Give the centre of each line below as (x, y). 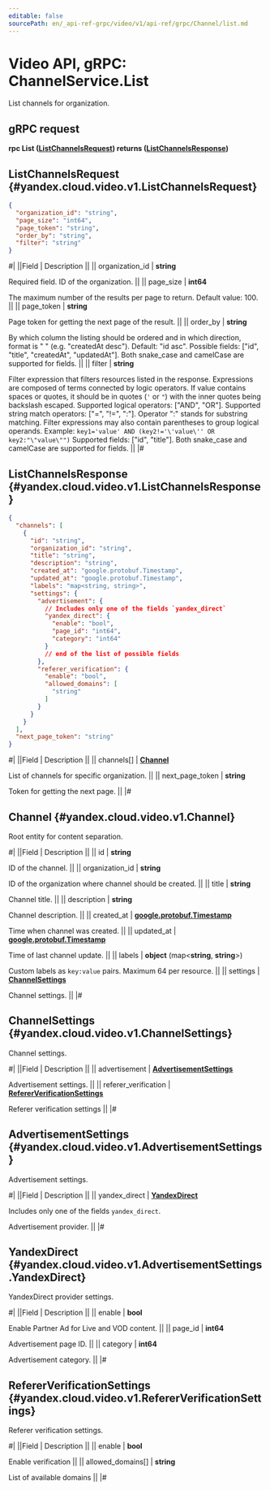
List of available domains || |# (58, 1478)
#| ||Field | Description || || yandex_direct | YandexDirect (103, 1195)
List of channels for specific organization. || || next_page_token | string (127, 775)
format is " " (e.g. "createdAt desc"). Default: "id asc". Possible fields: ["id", (134, 347)
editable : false (36, 16)
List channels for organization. (59, 103)
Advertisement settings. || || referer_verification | (90, 1084)
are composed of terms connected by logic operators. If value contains (127, 388)
